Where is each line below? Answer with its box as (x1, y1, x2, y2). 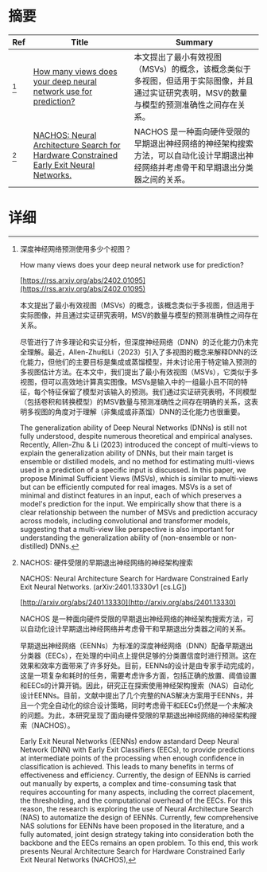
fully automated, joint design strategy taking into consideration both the (19, 829, 254, 839)
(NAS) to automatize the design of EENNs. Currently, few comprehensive (19, 812, 259, 822)
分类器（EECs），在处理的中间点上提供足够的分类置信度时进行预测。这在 (19, 651, 257, 660)
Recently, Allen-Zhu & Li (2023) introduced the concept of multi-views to (19, 440, 258, 449)
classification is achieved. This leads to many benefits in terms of (19, 761, 234, 771)
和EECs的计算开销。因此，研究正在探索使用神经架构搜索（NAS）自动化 (19, 680, 254, 690)
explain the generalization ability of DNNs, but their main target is (19, 448, 234, 458)
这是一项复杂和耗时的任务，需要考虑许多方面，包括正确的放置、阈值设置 (19, 671, 257, 680)
